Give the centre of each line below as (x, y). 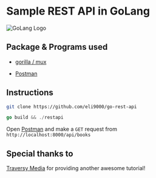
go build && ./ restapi (35, 118)
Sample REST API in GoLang (78, 11)
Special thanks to (40, 153)
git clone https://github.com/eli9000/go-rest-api (72, 107)
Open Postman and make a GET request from (62, 129)
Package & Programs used (57, 47)
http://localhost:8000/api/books (49, 135)
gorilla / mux (31, 61)
